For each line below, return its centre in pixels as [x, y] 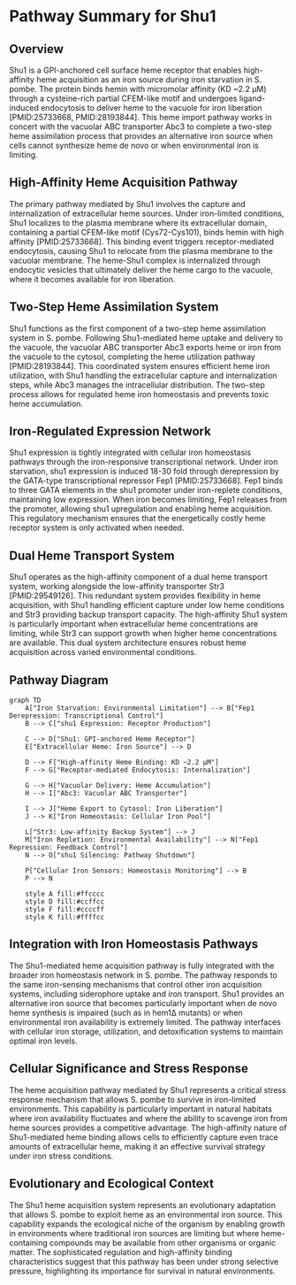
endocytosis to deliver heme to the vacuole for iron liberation [152, 108]
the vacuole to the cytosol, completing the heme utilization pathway [133, 357]
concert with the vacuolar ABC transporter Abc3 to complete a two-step [140, 127]
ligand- [252, 98]
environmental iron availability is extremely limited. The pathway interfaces [145, 1022]
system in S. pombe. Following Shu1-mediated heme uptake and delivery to [146, 337]
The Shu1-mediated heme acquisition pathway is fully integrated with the [142, 966]
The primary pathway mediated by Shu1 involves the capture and [127, 204]
